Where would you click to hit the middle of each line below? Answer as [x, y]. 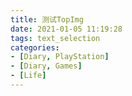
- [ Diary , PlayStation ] [60, 57]
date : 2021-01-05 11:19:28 [66, 29]
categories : [35, 47]
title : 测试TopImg [47, 19]
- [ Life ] [28, 76]
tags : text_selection [55, 38]
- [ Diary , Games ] [46, 66]
